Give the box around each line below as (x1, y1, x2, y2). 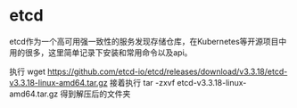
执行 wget (9, 66, 46, 77)
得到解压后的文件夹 (60, 88, 131, 99)
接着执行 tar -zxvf (110, 77, 176, 87)
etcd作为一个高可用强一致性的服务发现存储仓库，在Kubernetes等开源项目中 (9, 36, 287, 46)
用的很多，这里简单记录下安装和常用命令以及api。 (9, 46, 193, 58)
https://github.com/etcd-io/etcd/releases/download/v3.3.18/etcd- (47, 66, 288, 77)
